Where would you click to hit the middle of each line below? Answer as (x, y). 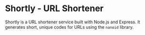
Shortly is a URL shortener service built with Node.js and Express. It (73, 22)
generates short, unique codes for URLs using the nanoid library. (69, 27)
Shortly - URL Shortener (54, 9)
